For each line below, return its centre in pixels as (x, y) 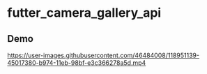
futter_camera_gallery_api (84, 13)
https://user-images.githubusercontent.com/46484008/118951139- (103, 55)
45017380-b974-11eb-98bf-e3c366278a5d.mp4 (77, 63)
